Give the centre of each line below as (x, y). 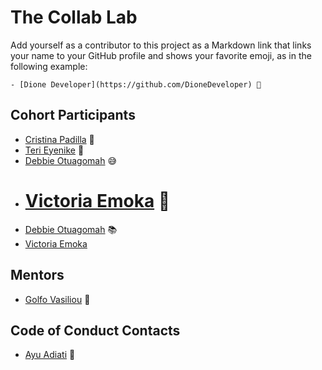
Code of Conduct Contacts (95, 330)
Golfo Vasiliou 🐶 (57, 299)
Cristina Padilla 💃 (59, 139)
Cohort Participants (73, 115)
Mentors (37, 275)
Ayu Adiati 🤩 (50, 355)
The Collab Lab (74, 17)
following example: (49, 66)
